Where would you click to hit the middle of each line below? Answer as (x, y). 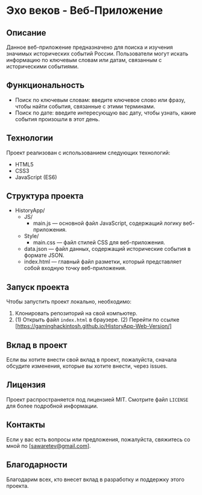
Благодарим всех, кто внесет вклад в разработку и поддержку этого (96, 479)
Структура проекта (45, 196)
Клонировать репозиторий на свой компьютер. (76, 314)
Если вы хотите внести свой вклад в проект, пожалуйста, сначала (91, 360)
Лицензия (26, 385)
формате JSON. (44, 255)
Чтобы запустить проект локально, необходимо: (69, 301)
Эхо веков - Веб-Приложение (85, 11)
